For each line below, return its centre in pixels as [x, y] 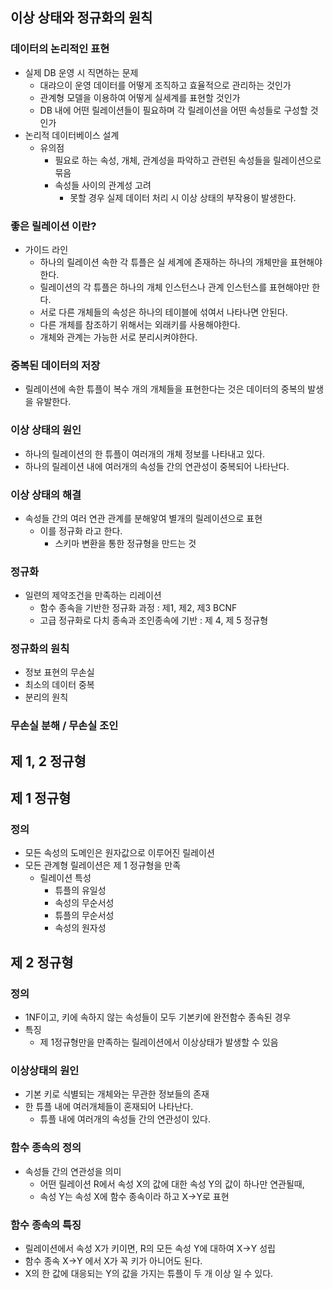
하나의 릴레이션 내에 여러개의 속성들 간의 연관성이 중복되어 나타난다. [157, 466]
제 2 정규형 [42, 962]
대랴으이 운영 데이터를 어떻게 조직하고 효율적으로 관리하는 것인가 [165, 85]
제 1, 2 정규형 [48, 761]
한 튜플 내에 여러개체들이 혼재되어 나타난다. [109, 1107]
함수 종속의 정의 [46, 1148]
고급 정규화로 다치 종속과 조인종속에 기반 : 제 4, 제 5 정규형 [154, 620]
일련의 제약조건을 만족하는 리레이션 [93, 595]
